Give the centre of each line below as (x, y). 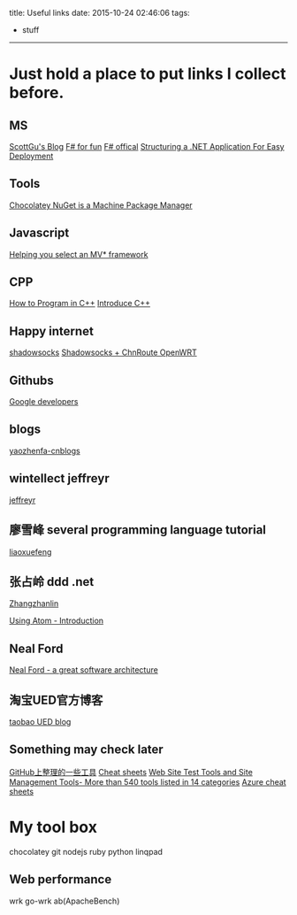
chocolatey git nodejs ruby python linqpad (86, 851)
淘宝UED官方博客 (56, 700)
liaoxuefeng (30, 551)
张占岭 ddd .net (52, 582)
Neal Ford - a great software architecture (84, 670)
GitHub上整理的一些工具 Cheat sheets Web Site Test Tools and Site (131, 772)
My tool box (53, 827)
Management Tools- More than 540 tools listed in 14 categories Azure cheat (148, 781)
